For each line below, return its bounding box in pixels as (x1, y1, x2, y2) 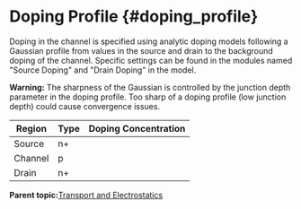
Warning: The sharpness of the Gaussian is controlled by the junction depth (9, 82, 291, 92)
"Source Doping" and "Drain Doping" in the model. (9, 65, 197, 75)
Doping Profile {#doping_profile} (9, 6, 259, 27)
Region (16, 122, 48, 135)
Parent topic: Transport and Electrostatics (9, 189, 164, 200)
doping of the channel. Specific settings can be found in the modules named (9, 55, 293, 65)
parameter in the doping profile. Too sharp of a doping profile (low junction (9, 91, 287, 102)
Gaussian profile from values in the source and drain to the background (9, 45, 274, 56)
